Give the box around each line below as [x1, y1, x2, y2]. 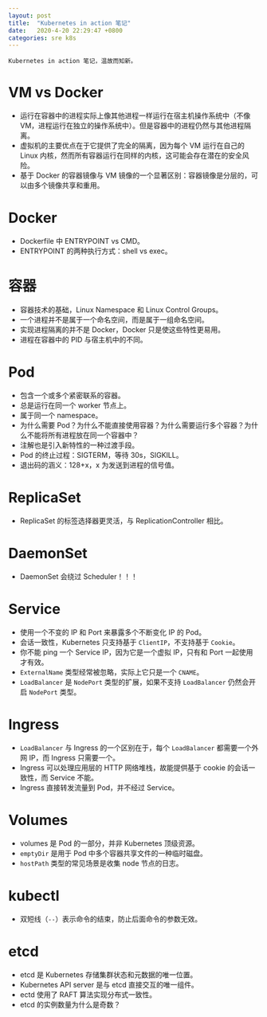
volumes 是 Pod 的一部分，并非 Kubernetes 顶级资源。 [19, 838, 199, 848]
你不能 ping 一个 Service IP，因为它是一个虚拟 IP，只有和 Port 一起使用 [19, 647, 253, 657]
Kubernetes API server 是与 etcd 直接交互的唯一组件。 [19, 980, 198, 989]
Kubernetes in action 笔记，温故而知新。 [8, 57, 137, 65]
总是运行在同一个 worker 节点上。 [19, 401, 132, 410]
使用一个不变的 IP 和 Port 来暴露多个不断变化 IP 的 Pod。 [19, 627, 206, 637]
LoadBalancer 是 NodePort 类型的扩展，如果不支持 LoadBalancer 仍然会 [19, 677, 249, 686]
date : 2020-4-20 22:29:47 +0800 [8, 26, 124, 34]
